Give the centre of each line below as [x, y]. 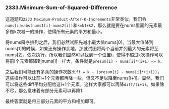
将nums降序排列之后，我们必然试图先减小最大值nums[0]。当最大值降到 [79, 42]
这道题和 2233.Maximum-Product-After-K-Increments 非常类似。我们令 [76, 19]
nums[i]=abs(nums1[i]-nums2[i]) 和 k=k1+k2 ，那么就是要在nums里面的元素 [81, 25]
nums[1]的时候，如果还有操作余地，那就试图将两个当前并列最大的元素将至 [82, 49]
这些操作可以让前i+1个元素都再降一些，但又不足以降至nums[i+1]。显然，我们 [85, 78]
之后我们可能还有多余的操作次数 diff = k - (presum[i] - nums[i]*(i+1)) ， [84, 72]
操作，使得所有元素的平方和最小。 [69, 32]
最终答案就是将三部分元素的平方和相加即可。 [52, 101]
